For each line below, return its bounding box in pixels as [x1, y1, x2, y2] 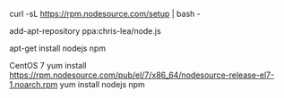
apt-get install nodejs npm [9, 43, 106, 53]
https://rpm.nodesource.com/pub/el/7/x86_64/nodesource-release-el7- [9, 69, 275, 80]
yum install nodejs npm [59, 79, 145, 89]
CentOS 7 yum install [9, 61, 87, 70]
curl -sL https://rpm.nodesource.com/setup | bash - [9, 9, 202, 19]
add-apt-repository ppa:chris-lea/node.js [9, 26, 161, 36]
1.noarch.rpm [9, 79, 58, 89]
